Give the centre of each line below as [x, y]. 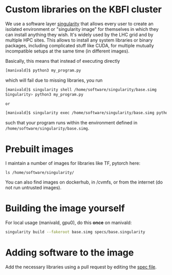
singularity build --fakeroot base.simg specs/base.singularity [75, 232]
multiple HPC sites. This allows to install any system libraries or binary [79, 40]
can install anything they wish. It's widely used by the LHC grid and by [79, 34]
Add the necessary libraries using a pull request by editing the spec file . [81, 267]
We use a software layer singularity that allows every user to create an [79, 24]
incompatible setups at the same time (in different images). [67, 51]
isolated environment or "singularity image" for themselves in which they [82, 29]
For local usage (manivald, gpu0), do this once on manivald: [69, 223]
